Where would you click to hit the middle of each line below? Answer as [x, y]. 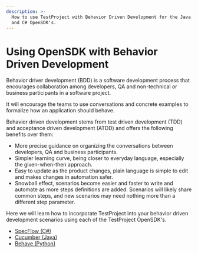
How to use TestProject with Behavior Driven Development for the [95, 17]
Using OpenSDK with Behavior [82, 51]
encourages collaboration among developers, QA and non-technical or [92, 86]
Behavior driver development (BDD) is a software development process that [98, 81]
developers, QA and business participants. [66, 152]
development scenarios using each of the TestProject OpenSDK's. [86, 220]
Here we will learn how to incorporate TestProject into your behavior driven [97, 214]
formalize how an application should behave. [60, 111]
